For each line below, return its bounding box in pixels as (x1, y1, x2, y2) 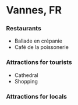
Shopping (14, 78, 38, 85)
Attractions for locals (6, 92, 67, 100)
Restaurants (6, 24, 42, 33)
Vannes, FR (6, 3, 62, 17)
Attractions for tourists (6, 58, 72, 66)
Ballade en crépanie (14, 37, 63, 44)
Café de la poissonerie (14, 44, 69, 51)
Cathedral (14, 71, 38, 79)
